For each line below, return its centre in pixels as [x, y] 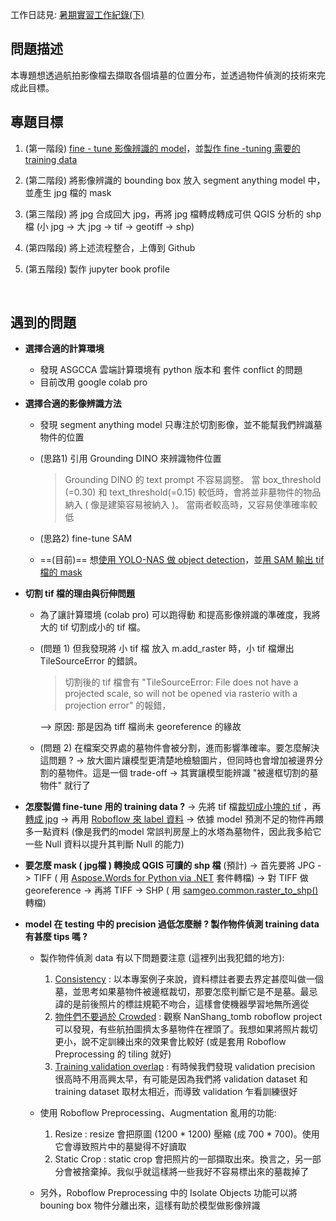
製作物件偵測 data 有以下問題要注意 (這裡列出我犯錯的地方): [162, 958]
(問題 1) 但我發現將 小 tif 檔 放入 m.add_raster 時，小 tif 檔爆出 [167, 649]
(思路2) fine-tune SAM [86, 539]
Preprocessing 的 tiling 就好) [113, 1054]
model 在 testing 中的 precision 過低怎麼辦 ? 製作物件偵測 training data [172, 924]
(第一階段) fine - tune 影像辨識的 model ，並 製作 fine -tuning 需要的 [162, 148]
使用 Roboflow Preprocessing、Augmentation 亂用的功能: [158, 1113]
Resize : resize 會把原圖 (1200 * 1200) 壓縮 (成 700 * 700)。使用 [187, 1134]
